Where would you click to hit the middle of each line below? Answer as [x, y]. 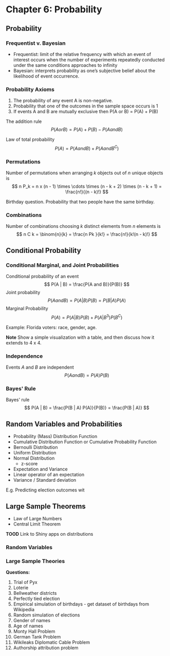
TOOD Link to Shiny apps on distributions [50, 534]
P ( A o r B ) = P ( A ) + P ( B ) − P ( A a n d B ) [87, 130]
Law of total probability [30, 139]
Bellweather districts [35, 593]
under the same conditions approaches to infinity [65, 65]
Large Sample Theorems [46, 506]
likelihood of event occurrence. [46, 76]
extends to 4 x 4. [24, 342]
